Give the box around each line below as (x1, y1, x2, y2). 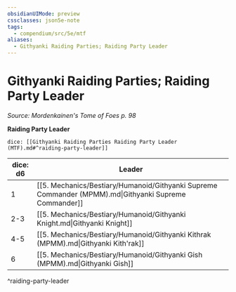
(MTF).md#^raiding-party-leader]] (7, 145, 109, 152)
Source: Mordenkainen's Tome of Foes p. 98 (7, 111, 136, 119)
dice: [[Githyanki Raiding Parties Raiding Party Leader (7, 138, 178, 145)
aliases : (7, 36, 33, 44)
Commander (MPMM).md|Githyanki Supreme (37, 189, 186, 199)
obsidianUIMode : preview (7, 10, 80, 18)
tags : (7, 23, 23, 30)
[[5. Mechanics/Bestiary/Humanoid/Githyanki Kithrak (37, 230, 211, 239)
